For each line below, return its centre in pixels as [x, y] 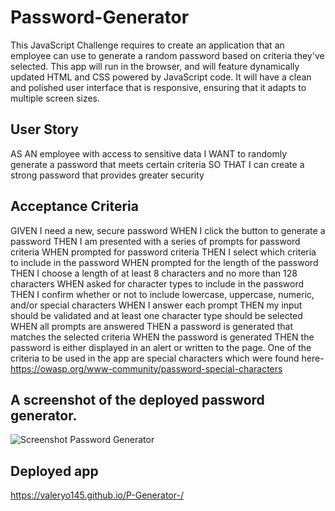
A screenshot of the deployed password [137, 399]
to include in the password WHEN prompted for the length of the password [164, 262]
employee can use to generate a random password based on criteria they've [167, 55]
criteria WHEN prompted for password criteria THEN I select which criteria [163, 252]
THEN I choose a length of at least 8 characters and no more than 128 [154, 273]
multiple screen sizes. [55, 98]
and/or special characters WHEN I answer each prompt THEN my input [156, 305]
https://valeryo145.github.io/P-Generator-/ [97, 495]
